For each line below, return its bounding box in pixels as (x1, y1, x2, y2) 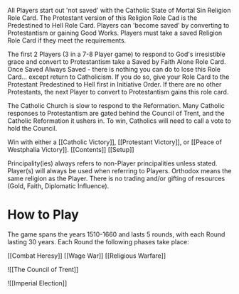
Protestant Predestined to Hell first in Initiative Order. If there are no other (7, 80, 222, 88)
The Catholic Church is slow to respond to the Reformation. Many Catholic (7, 102, 225, 109)
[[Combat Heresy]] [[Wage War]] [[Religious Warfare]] (7, 251, 166, 260)
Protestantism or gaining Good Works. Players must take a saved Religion (7, 28, 223, 37)
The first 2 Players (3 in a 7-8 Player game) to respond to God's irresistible (7, 50, 225, 58)
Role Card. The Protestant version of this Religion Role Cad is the (7, 13, 198, 22)
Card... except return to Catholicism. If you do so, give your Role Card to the (7, 72, 230, 81)
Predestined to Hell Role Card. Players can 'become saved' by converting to (7, 21, 230, 29)
